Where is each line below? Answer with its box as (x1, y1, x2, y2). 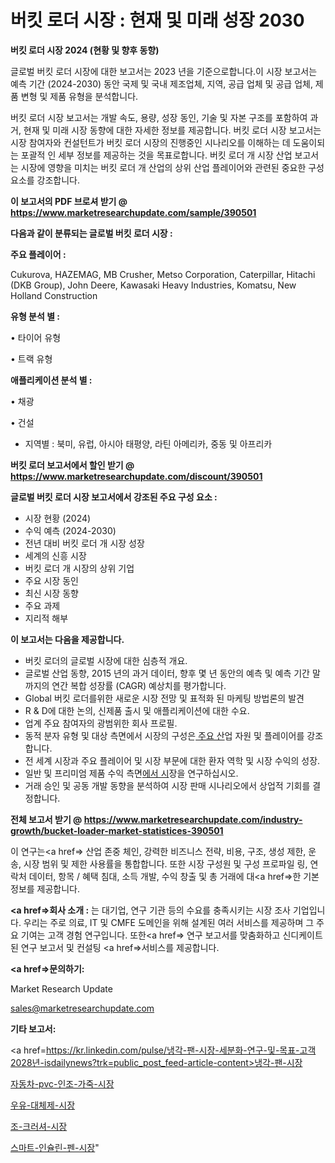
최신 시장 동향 (24, 587, 79, 599)
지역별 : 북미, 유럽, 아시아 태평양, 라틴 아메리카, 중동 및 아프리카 (24, 437, 273, 450)
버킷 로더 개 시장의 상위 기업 (24, 562, 135, 574)
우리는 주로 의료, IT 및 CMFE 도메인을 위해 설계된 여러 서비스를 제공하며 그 (23, 916, 315, 928)
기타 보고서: (10, 1022, 57, 1035)
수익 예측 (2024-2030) (24, 524, 117, 536)
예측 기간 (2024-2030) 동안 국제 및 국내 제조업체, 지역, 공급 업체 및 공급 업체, (10, 77, 313, 90)
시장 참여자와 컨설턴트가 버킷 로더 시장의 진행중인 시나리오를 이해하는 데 (10, 136, 291, 148)
